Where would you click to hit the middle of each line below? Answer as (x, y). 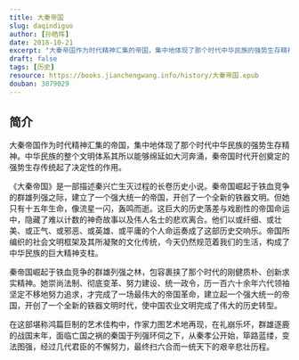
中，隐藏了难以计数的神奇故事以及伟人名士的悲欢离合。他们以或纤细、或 (141, 220)
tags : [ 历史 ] (32, 68)
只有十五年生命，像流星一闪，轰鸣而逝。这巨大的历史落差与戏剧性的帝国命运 (149, 209)
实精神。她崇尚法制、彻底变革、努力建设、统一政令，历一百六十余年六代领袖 (149, 283)
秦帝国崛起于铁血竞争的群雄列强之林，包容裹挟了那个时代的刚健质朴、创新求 (149, 272)
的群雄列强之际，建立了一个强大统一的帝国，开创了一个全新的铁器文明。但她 (149, 198)
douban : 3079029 (39, 84)
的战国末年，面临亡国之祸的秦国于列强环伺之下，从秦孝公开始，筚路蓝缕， (145, 336)
